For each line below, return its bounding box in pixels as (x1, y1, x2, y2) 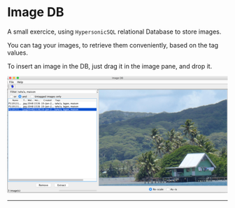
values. (7, 48, 28, 57)
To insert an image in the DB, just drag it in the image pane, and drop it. (7, 62, 213, 70)
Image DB (7, 4, 64, 20)
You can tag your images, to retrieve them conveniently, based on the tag (7, 41, 219, 49)
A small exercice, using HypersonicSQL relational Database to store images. (7, 27, 222, 36)
